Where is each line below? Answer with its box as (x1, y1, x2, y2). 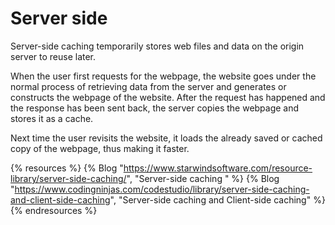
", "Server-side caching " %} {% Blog (126, 172, 280, 184)
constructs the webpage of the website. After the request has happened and (10, 91, 326, 103)
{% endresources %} (10, 204, 98, 216)
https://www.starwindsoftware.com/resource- (123, 162, 313, 174)
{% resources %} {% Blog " (10, 162, 124, 174)
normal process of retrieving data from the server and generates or (10, 80, 287, 92)
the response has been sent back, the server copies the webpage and (10, 102, 300, 114)
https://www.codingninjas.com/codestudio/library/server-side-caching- (14, 183, 310, 195)
